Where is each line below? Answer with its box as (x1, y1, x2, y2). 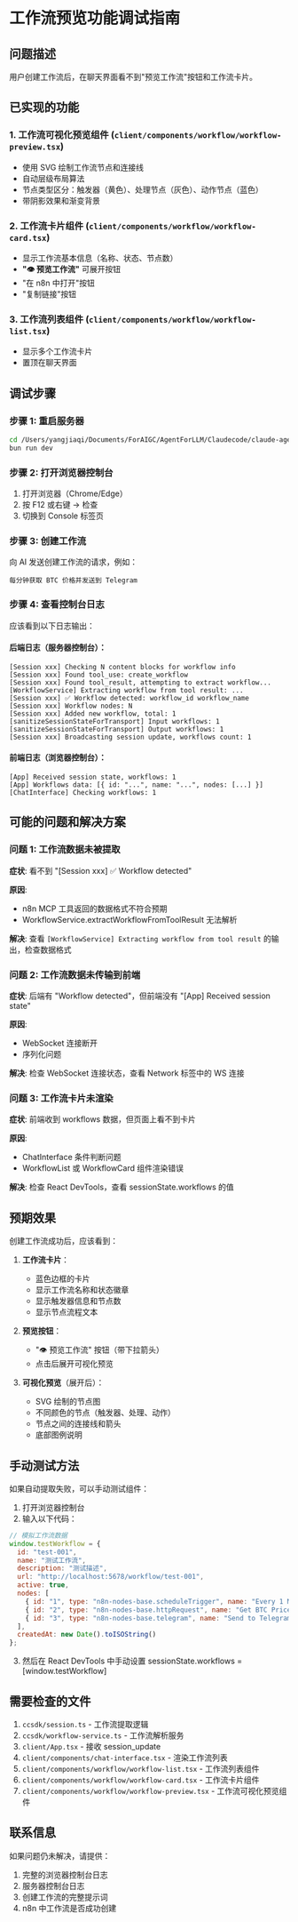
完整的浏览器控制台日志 (21, 1869, 108, 1880)
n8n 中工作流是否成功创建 (21, 1902, 117, 1913)
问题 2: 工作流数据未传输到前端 (9, 968, 141, 981)
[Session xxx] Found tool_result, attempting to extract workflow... (9, 677, 272, 687)
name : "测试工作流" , (17, 1556, 87, 1565)
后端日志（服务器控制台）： (9, 642, 106, 653)
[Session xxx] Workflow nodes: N (9, 701, 133, 710)
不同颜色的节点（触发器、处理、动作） (35, 1407, 176, 1418)
